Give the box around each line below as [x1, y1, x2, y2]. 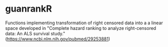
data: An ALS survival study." [5, 30, 65, 36]
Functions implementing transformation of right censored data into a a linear [5, 20, 163, 26]
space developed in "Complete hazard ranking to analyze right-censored [5, 25, 156, 31]
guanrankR [5, 3, 52, 15]
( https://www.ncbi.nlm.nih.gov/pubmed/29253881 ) [5, 36, 111, 42]
